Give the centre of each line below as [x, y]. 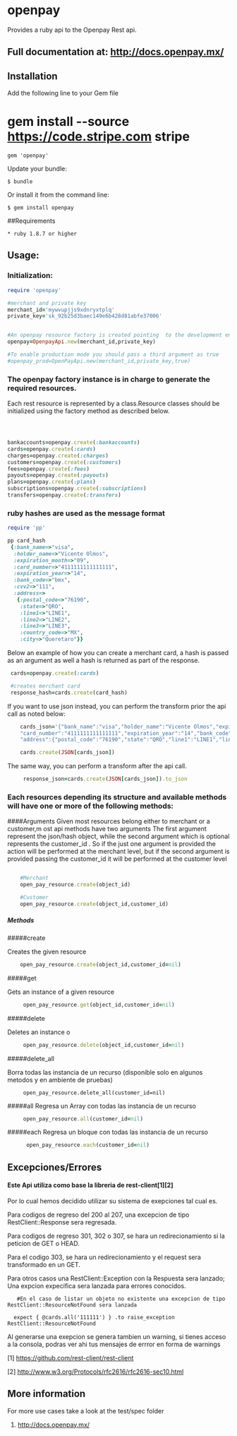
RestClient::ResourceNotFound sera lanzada [72, 1305]
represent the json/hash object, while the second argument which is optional [119, 836]
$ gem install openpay [41, 208]
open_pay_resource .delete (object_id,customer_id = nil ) [104, 1045]
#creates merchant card [45, 686]
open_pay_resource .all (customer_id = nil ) [83, 1119]
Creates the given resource [47, 951]
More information [47, 1394]
